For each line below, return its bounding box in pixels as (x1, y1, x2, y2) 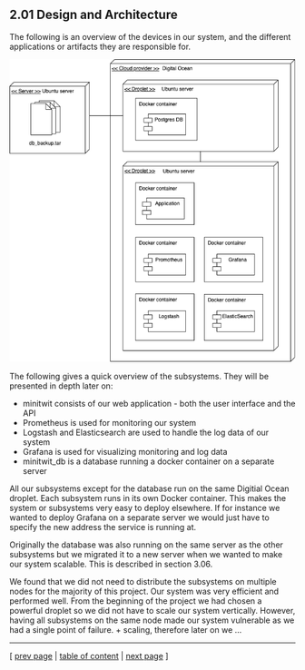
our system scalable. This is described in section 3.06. (9, 558, 213, 569)
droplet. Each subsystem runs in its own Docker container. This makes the (9, 492, 287, 503)
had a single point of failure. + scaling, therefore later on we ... (9, 624, 242, 635)
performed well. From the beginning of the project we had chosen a (9, 595, 262, 606)
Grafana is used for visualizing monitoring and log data (22, 446, 228, 457)
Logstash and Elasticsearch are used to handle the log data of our (22, 427, 270, 438)
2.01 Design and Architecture (9, 7, 179, 23)
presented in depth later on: (9, 380, 113, 391)
